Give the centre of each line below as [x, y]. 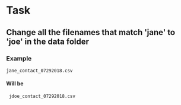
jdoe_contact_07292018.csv [42, 96]
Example [19, 58]
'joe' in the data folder [48, 41]
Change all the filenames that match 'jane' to [91, 32]
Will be [15, 84]
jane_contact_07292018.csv [39, 71]
